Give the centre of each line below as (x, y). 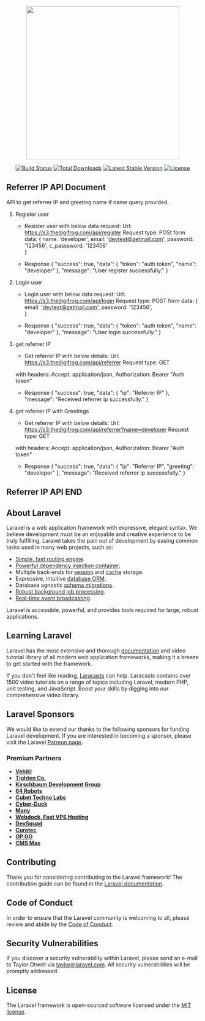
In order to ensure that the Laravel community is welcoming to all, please (98, 917)
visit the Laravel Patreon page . (45, 742)
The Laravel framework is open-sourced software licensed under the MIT (99, 1005)
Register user (32, 214)
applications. (22, 617)
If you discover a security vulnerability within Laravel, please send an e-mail (102, 958)
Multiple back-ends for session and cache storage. (79, 572)
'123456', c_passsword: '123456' (66, 245)
